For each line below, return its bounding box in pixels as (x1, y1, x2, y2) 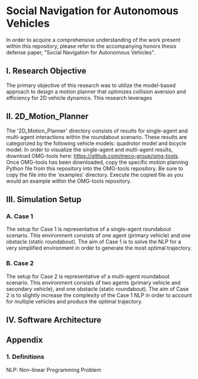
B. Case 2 (6, 259, 34, 267)
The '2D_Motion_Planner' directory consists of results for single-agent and (6, 127, 188, 134)
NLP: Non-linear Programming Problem (6, 366, 102, 373)
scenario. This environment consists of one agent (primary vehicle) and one (6, 232, 191, 239)
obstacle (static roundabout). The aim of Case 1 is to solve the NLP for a (6, 238, 181, 245)
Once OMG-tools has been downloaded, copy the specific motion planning (6, 158, 189, 166)
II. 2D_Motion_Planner (6, 111, 89, 122)
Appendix (6, 335, 43, 345)
